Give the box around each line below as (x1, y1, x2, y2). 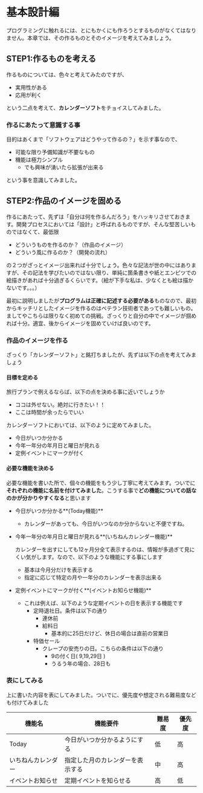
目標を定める (6, 373, 38, 381)
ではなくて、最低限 (11, 228, 59, 235)
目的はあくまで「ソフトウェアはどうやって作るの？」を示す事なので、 (6, 135, 181, 143)
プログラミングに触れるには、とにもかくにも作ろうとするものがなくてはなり (6, 27, 196, 34)
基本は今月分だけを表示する (24, 566, 94, 573)
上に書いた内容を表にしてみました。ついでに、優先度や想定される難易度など (6, 691, 196, 699)
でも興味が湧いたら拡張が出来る (24, 164, 104, 171)
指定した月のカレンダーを (64, 755, 138, 764)
